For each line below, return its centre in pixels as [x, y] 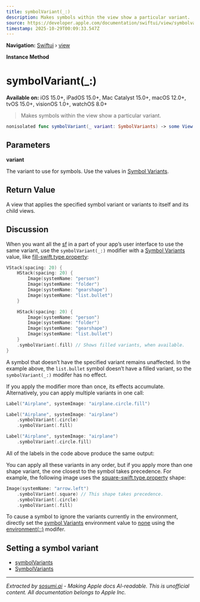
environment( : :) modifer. [36, 529]
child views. [21, 210]
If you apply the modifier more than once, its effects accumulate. [85, 386]
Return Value [31, 190]
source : [16, 23]
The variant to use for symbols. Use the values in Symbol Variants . [87, 171]
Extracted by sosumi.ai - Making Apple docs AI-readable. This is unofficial [98, 586]
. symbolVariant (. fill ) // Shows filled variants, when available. [101, 345]
